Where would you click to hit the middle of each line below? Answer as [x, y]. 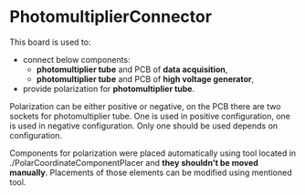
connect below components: [76, 59]
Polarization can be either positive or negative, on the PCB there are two [145, 106]
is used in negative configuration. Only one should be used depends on [144, 126]
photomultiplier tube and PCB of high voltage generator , [145, 78]
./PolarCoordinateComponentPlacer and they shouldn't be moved [134, 162]
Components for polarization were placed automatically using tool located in [153, 153]
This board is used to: [50, 42]
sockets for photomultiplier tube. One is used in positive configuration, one [150, 116]
